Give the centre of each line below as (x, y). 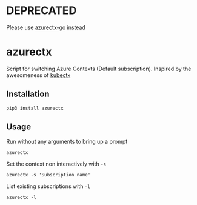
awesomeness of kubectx (38, 75)
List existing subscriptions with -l (48, 186)
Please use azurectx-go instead (46, 27)
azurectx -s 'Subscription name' (48, 175)
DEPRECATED (42, 11)
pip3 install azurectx (35, 108)
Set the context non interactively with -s (56, 164)
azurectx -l (21, 197)
